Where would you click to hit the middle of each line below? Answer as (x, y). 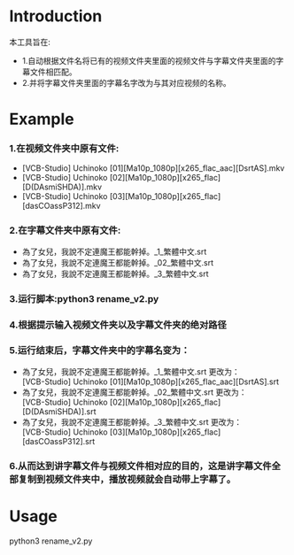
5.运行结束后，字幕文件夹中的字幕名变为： (100, 351)
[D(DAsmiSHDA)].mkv (62, 187)
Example (42, 119)
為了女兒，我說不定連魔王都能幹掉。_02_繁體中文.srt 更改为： (134, 392)
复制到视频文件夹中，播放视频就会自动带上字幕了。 (127, 479)
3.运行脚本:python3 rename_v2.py (84, 298)
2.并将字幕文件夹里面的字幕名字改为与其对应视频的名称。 (127, 82)
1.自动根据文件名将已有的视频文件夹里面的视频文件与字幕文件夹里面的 (149, 60)
